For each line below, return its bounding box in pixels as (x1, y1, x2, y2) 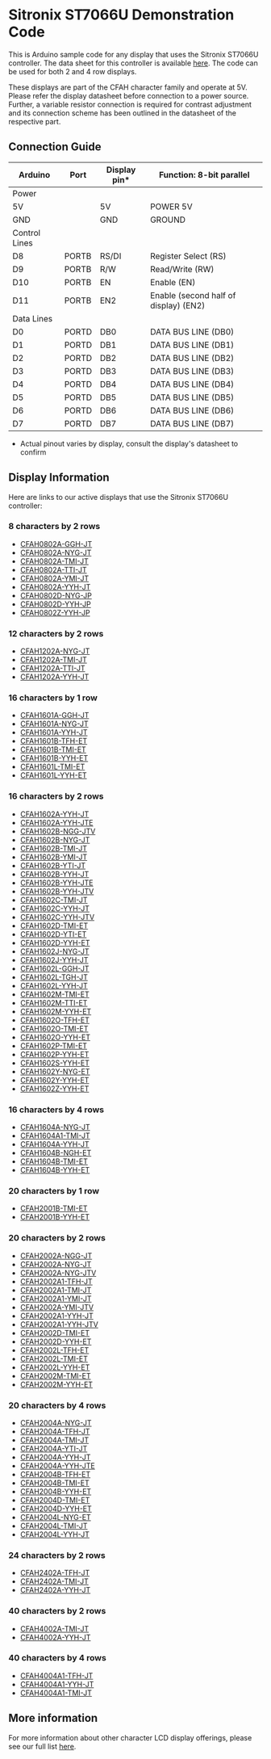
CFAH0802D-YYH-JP (19, 599, 91, 609)
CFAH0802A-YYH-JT (19, 581, 91, 591)
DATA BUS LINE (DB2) (150, 352, 235, 363)
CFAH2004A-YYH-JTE (19, 1460, 95, 1471)
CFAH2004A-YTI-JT (19, 1443, 88, 1453)
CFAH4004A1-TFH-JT (19, 1670, 94, 1681)
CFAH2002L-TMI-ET (19, 1354, 89, 1363)
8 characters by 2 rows (8, 521, 101, 532)
